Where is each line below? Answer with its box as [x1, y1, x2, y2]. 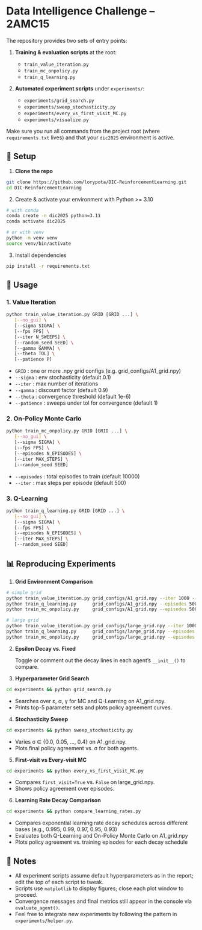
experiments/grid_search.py [23, 98, 94, 104]
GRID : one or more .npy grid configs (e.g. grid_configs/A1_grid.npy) [14, 367, 182, 375]
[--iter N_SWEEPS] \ [14, 334, 66, 340]
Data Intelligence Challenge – [6, 4, 155, 18]
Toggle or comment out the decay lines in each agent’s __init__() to [14, 656, 186, 664]
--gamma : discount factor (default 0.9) [14, 387, 108, 394]
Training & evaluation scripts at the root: [14, 48, 117, 55]
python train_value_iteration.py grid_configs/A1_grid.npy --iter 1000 [6, 595, 189, 601]
